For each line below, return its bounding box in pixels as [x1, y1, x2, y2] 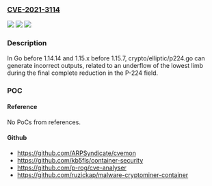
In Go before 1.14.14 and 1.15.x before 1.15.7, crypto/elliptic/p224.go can [7, 54, 205, 62]
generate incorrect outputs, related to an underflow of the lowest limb [7, 61, 204, 69]
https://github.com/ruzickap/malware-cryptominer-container [16, 170, 189, 179]
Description [7, 38, 47, 48]
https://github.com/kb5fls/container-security [16, 156, 144, 164]
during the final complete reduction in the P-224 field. [7, 69, 159, 77]
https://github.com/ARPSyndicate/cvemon [16, 149, 137, 157]
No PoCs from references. [7, 118, 81, 126]
